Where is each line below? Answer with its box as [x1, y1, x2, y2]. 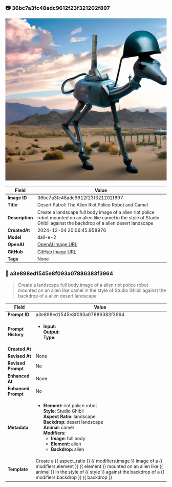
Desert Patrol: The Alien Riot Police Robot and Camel [37, 202, 148, 208]
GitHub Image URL [37, 249, 77, 255]
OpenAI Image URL [37, 241, 78, 248]
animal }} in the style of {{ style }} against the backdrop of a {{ [35, 469, 165, 475]
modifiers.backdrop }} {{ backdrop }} [35, 474, 113, 480]
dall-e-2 [37, 234, 56, 240]
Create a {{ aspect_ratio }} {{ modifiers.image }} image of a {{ [35, 458, 163, 464]
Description [7, 214, 33, 220]
